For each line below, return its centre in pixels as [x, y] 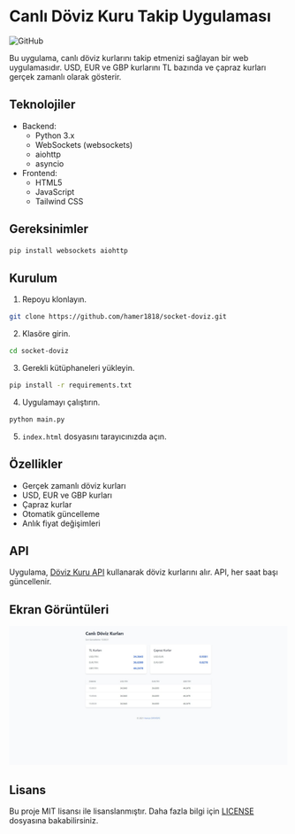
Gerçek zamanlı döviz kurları [74, 485]
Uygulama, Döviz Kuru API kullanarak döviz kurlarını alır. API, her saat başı [144, 572]
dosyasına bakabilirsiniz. [54, 821]
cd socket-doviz [39, 351]
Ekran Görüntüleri [59, 610]
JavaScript [55, 191]
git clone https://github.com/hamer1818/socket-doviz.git [118, 317]
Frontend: [39, 173]
